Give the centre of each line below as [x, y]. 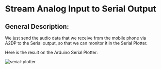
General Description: [37, 27]
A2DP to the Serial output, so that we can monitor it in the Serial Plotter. [76, 43]
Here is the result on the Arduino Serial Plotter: [51, 52]
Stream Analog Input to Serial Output [81, 9]
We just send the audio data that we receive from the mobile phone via [76, 38]
